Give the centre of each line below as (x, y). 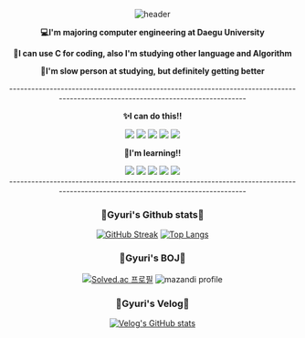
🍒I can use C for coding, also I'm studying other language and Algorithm (152, 53)
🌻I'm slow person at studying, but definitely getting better (152, 71)
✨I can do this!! (152, 116)
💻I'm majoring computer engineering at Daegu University (152, 32)
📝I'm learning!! (152, 153)
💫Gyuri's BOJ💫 (152, 258)
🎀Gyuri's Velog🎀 (152, 303)
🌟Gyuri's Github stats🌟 (152, 214)
